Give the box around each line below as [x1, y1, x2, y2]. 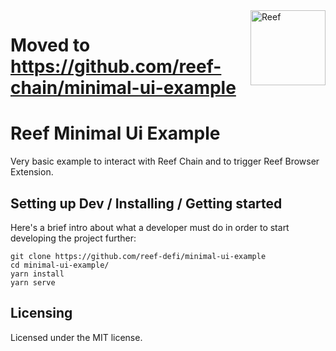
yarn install [10, 269, 65, 279]
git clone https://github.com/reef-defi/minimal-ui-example [10, 251, 267, 261]
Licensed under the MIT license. [10, 331, 143, 343]
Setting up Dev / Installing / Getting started [10, 195, 283, 212]
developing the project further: [10, 232, 137, 244]
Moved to [10, 34, 91, 57]
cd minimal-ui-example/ [10, 260, 110, 270]
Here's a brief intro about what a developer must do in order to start [10, 221, 290, 233]
